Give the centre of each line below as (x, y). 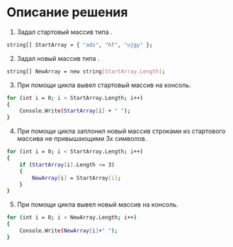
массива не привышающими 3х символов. (82, 139)
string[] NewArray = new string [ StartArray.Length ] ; (86, 71)
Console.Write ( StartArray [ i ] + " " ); (75, 111)
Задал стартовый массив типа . (64, 32)
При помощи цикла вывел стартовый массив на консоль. (104, 85)
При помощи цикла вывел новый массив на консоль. (97, 205)
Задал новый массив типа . (58, 58)
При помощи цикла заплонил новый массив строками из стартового (121, 131)
